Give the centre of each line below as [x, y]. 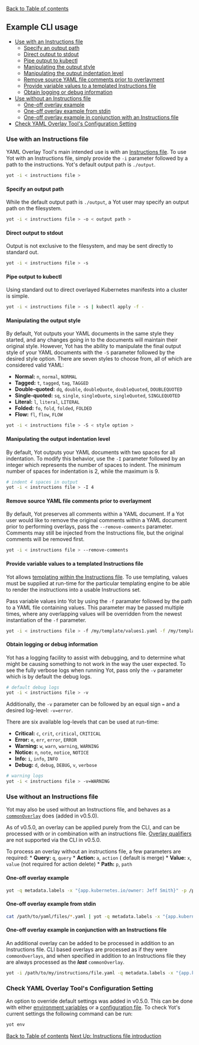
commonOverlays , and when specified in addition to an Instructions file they [96, 955]
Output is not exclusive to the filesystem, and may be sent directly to [90, 246]
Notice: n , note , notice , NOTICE [52, 752]
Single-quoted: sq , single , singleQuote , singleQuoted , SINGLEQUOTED [97, 396]
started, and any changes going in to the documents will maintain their [92, 340]
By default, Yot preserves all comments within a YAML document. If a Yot [95, 514]
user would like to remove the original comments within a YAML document [97, 520]
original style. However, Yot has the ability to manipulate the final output [94, 346]
